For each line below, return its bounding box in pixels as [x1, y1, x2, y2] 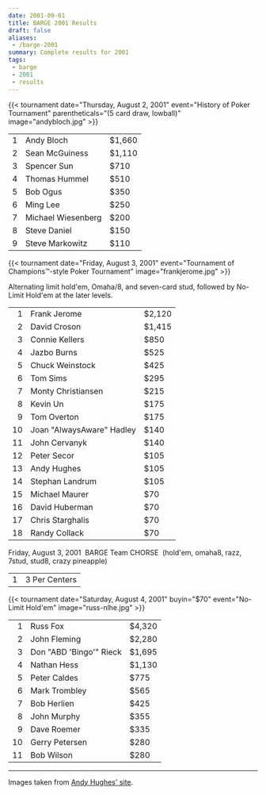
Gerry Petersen [30, 736, 87, 747]
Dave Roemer [30, 724, 81, 735]
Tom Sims [30, 372, 67, 383]
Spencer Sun [25, 160, 74, 171]
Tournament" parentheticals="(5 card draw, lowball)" [8, 108, 181, 117]
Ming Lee [25, 199, 60, 210]
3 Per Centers [25, 574, 78, 585]
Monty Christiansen [30, 386, 104, 397]
